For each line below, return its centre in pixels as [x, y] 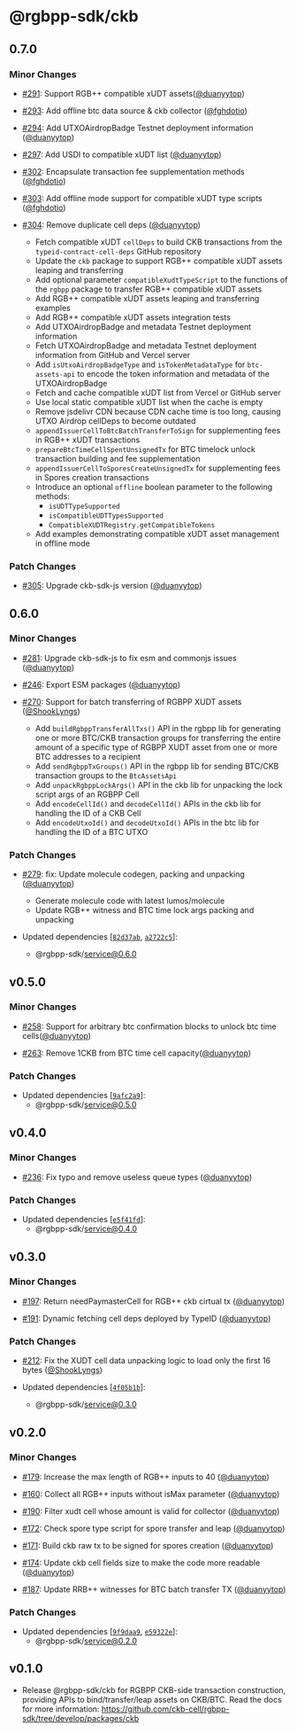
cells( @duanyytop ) [56, 1035]
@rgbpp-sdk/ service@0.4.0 [86, 1229]
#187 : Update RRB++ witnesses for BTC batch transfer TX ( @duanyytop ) [154, 1589]
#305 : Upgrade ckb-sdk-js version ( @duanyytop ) [112, 586]
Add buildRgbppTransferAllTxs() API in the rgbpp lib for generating [158, 728]
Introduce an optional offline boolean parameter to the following [154, 487]
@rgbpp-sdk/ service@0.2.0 [86, 1641]
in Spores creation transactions [92, 477]
